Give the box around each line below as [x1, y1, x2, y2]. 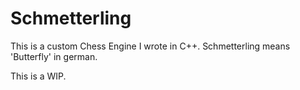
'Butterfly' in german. [10, 50, 98, 62]
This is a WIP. [10, 70, 67, 82]
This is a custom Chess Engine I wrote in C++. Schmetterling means [10, 40, 291, 52]
